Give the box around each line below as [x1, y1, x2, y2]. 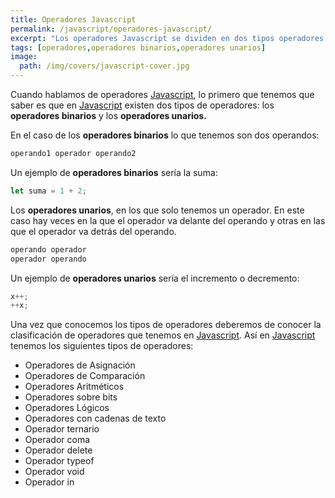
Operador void [24, 466, 85, 478]
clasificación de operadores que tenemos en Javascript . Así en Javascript [10, 329, 316, 341]
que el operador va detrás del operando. [10, 225, 177, 237]
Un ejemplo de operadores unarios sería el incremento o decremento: [10, 272, 300, 284]
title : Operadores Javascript [10, 14, 137, 25]
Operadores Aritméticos [24, 381, 125, 393]
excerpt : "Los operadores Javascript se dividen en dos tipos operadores [10, 33, 325, 43]
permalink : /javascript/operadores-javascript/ [10, 24, 213, 34]
